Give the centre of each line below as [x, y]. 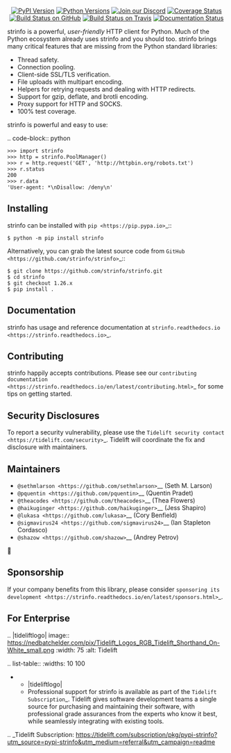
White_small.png [31, 650]
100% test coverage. [47, 111]
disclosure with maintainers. [48, 447]
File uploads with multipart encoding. [70, 82]
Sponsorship [35, 573]
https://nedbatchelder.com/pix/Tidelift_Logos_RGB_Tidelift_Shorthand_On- [114, 643]
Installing [28, 209]
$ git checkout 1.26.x [40, 283]
